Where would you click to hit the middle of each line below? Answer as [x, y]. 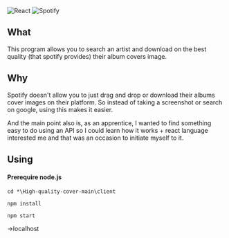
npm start [21, 216]
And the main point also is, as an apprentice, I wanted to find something [109, 123]
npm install [24, 204]
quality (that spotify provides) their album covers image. [87, 56]
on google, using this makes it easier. [60, 109]
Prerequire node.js [35, 177]
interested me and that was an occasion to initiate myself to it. [95, 138]
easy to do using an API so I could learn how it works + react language [108, 130]
